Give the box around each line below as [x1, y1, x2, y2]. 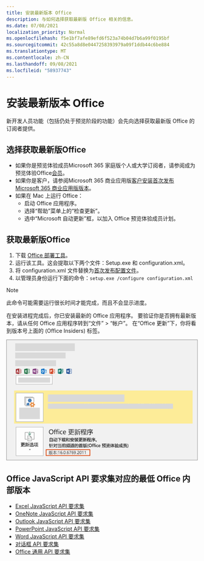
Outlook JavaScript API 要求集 [15, 517, 91, 525]
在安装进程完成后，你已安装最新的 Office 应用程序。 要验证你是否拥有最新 [6, 312, 191, 319]
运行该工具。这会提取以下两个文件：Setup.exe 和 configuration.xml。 [15, 259, 188, 267]
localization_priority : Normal [6, 29, 86, 35]
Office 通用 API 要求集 [15, 548, 71, 555]
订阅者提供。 [6, 125, 38, 132]
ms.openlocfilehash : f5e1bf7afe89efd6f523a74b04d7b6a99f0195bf [6, 35, 170, 42]
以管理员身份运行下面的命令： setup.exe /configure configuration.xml [15, 274, 193, 282]
